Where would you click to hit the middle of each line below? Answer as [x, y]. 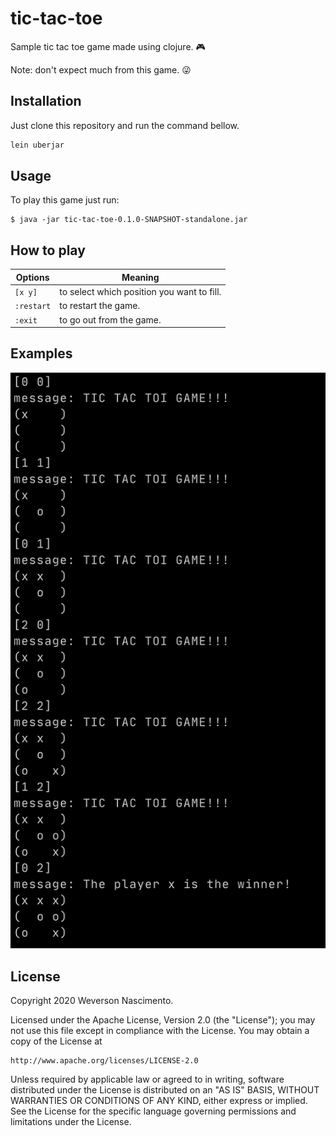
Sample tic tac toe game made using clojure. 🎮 [108, 46]
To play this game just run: [65, 200]
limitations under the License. [71, 1122]
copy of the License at [56, 1041]
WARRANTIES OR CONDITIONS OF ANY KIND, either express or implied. [159, 1101]
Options [32, 277]
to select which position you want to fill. [140, 291]
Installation [46, 101]
